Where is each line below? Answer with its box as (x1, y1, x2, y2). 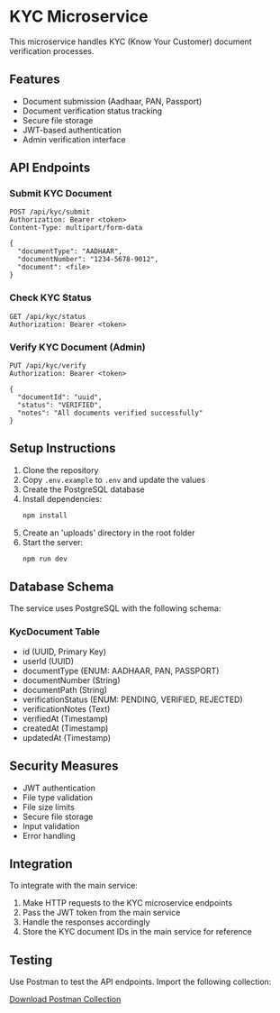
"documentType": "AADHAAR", (17, 247, 123, 256)
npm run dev (22, 554, 68, 563)
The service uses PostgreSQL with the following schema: (9, 603, 221, 614)
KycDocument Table (9, 625, 101, 638)
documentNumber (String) (22, 674, 121, 686)
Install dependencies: (22, 493, 103, 504)
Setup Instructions (9, 441, 116, 456)
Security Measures (9, 759, 119, 774)
